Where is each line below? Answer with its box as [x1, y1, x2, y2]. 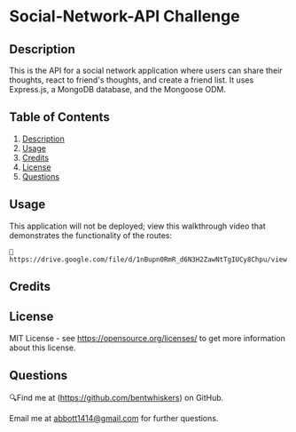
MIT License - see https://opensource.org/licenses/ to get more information [9, 332, 285, 343]
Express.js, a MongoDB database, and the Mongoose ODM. [9, 84, 226, 94]
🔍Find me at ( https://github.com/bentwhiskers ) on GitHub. [9, 392, 224, 403]
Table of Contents [9, 109, 111, 125]
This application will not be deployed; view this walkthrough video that [9, 220, 266, 231]
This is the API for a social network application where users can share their [9, 65, 283, 76]
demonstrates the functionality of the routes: [9, 229, 173, 241]
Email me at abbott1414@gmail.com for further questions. [9, 412, 219, 423]
